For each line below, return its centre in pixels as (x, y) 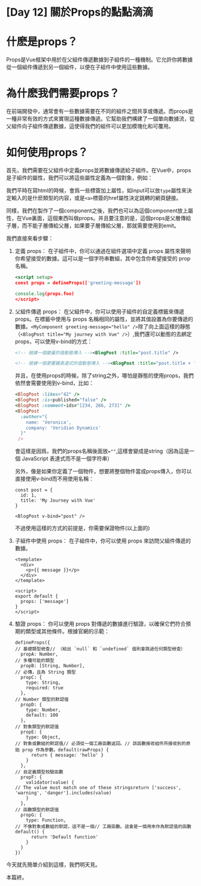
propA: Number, (39, 654)
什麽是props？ (42, 42)
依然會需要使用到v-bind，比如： (54, 383)
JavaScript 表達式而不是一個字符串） (67, 459)
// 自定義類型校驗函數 (39, 772)
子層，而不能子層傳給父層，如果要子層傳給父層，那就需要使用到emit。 (93, 226)
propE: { (31, 732)
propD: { (31, 705)
